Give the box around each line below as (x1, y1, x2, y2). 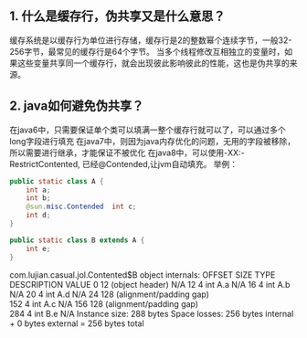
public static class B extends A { (9, 236, 145, 245)
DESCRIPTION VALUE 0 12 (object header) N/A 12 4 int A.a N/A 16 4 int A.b (9, 279, 291, 290)
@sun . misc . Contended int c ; (26, 202, 137, 212)
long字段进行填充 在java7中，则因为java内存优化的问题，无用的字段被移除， (9, 135, 295, 146)
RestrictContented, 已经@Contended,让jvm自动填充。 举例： (9, 158, 238, 169)
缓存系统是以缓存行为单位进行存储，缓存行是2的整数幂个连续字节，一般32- (9, 35, 292, 46)
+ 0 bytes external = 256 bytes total (9, 318, 144, 329)
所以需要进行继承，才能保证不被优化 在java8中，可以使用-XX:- (9, 147, 245, 158)
